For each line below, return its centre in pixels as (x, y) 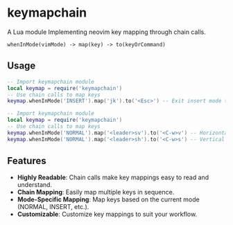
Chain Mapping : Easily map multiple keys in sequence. (96, 192)
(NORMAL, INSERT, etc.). (53, 207)
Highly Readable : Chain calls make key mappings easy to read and (113, 177)
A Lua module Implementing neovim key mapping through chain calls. (107, 32)
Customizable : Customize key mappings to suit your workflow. (107, 214)
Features (27, 161)
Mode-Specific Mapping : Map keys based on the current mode (108, 199)
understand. (35, 185)
